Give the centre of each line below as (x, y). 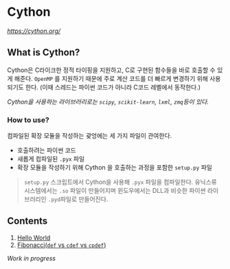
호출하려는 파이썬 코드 (47, 150)
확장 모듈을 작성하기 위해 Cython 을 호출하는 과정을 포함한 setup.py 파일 (115, 167)
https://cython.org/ (34, 31)
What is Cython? (44, 52)
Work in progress (32, 258)
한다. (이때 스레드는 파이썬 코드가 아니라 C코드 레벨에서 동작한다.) (113, 87)
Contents (27, 221)
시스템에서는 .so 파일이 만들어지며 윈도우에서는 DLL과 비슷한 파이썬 (115, 191)
